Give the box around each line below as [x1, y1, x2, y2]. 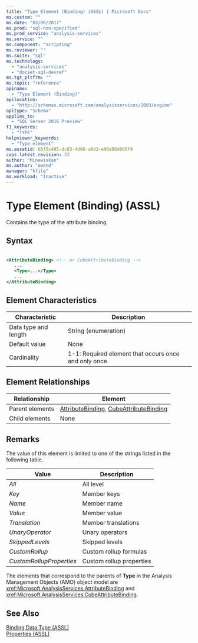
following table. [6, 456, 44, 463]
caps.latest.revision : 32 [6, 151, 70, 157]
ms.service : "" [6, 36, 44, 42]
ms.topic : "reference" [6, 80, 62, 86]
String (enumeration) [67, 327, 126, 335]
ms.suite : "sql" [6, 53, 46, 59]
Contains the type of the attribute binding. [6, 218, 108, 225]
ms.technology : [6, 58, 44, 64]
